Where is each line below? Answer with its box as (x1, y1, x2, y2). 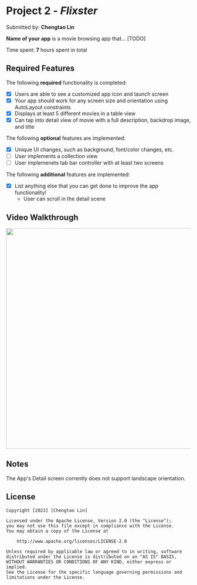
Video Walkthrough (6, 212, 79, 222)
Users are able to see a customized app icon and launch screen (14, 90, 169, 98)
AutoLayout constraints (14, 103, 72, 111)
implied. (6, 564, 28, 570)
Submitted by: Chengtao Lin (6, 24, 74, 31)
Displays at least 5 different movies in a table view (14, 110, 136, 117)
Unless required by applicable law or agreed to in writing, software (6, 549, 182, 554)
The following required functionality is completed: (6, 79, 127, 86)
